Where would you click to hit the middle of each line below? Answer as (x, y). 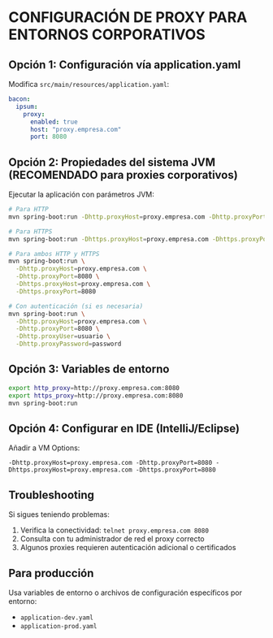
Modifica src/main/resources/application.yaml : (89, 84)
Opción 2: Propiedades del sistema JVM (112, 162)
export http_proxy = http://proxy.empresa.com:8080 (94, 388)
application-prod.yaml (58, 626)
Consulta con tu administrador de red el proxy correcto (112, 539)
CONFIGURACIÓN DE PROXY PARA (128, 17)
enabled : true (54, 122)
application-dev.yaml (56, 618)
